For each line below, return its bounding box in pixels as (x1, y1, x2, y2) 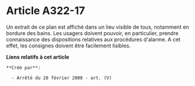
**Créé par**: (6, 64, 41, 71)
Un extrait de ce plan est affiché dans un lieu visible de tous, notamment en (6, 23, 190, 30)
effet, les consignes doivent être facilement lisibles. (6, 42, 131, 49)
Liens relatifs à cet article (6, 53, 70, 60)
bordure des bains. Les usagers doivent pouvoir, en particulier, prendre (6, 29, 179, 36)
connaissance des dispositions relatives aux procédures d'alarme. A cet (6, 36, 181, 43)
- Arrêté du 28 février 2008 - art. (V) (11, 75, 112, 81)
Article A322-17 (6, 4, 85, 18)
